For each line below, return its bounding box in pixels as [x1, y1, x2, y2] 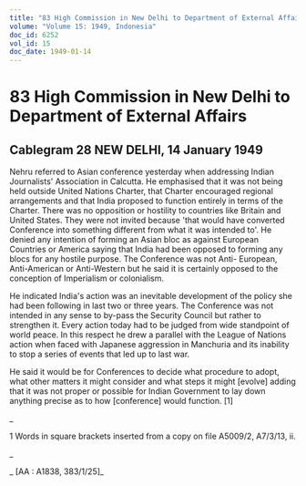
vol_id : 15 [9, 38, 51, 48]
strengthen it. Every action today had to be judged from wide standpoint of [9, 320, 290, 331]
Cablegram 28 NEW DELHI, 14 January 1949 [9, 142, 264, 158]
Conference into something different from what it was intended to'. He [9, 224, 272, 235]
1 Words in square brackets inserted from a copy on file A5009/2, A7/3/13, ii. [9, 430, 296, 442]
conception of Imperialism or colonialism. [9, 273, 165, 284]
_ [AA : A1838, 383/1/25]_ [9, 466, 105, 477]
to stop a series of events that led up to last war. [9, 348, 190, 360]
